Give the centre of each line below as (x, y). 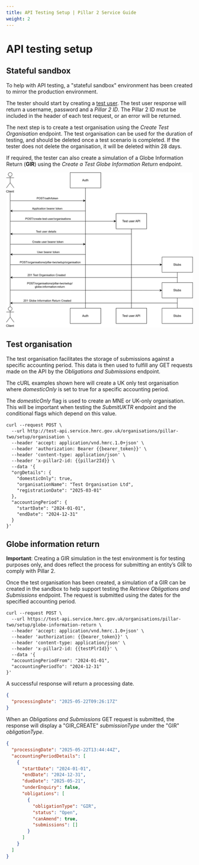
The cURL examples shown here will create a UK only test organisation (92, 383)
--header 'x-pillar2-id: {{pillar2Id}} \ (63, 461)
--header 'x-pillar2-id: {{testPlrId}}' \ (65, 649)
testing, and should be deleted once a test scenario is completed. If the (93, 140)
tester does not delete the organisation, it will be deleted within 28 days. (94, 146)
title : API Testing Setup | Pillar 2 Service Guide (71, 12)
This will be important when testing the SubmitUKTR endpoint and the (91, 407)
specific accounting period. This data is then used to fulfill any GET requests (99, 365)
